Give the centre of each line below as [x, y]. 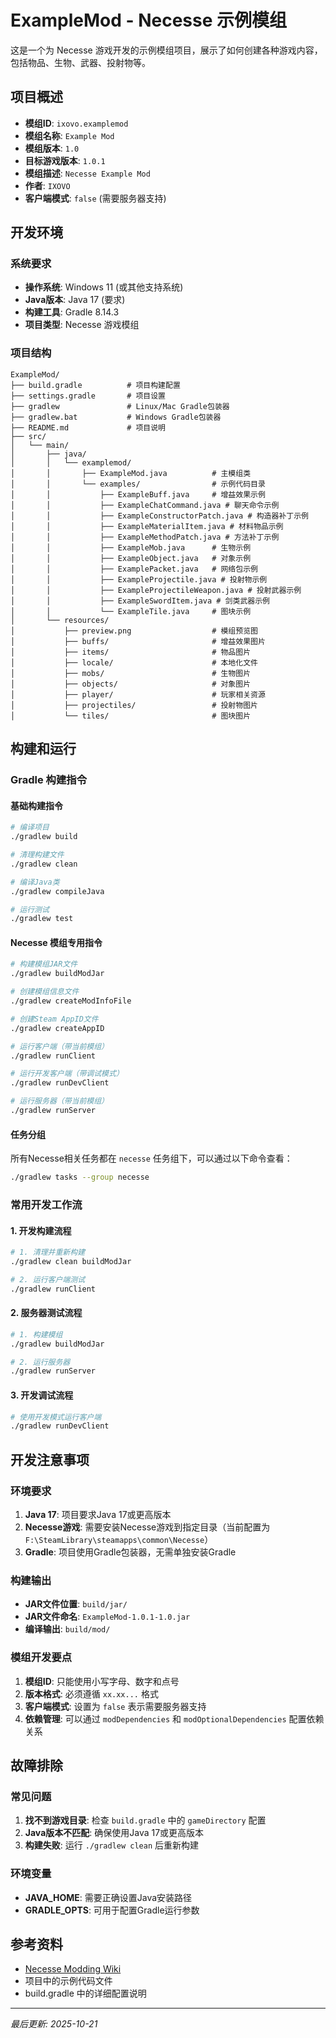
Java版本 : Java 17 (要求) [75, 300]
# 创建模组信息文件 [45, 992]
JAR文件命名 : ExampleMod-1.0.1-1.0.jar [107, 1617]
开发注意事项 [50, 1459]
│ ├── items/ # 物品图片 [131, 652]
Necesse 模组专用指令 [56, 942]
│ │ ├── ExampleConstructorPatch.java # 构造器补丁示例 [159, 516]
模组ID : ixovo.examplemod [76, 123]
